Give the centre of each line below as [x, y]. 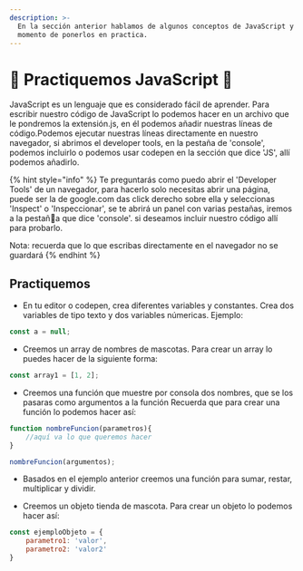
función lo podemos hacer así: [79, 411]
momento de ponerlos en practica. [83, 34]
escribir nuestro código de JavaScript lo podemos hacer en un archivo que [149, 114]
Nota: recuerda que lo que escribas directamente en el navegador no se [144, 246]
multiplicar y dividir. [59, 489]
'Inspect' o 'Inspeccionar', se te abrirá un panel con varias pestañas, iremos [151, 208]
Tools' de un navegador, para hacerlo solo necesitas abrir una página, [140, 189]
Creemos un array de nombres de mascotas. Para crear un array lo [147, 349]
